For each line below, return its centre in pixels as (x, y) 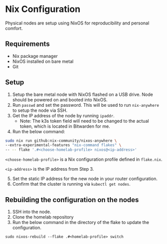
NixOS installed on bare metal (43, 61)
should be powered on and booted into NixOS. (60, 100)
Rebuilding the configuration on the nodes (72, 200)
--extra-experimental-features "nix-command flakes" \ (63, 145)
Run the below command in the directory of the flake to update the (81, 222)
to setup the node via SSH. (40, 110)
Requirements (27, 44)
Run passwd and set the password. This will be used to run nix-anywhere (86, 105)
